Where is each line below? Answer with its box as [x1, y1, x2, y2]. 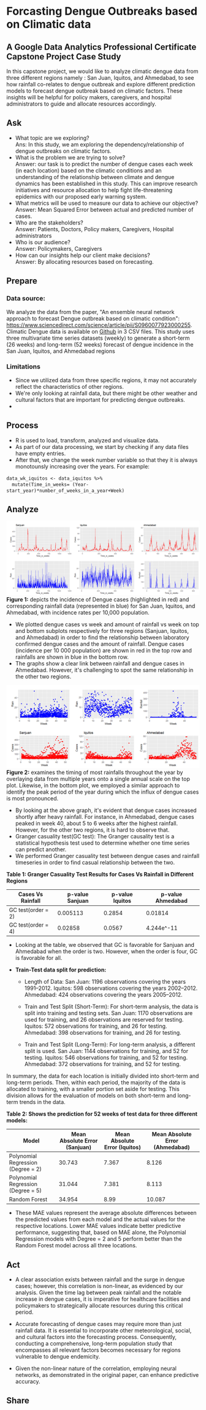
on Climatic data [6, 17, 91, 31]
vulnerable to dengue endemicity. [15, 1352, 101, 1360]
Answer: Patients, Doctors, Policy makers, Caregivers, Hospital [15, 225, 174, 232]
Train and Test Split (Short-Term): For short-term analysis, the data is [24, 1003, 199, 1010]
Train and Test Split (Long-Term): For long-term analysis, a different [24, 1041, 196, 1048]
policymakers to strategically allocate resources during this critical [15, 1301, 183, 1309]
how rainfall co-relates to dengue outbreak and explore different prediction [6, 81, 196, 88]
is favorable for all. [15, 954, 63, 962]
